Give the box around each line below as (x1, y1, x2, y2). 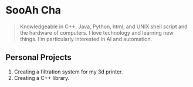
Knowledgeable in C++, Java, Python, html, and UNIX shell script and (19, 23, 188, 30)
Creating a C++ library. (13, 74, 70, 81)
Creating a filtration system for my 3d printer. (13, 68, 123, 75)
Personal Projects (5, 52, 72, 62)
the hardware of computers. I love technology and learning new (19, 29, 174, 36)
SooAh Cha (5, 4, 62, 17)
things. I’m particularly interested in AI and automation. (19, 35, 153, 42)
